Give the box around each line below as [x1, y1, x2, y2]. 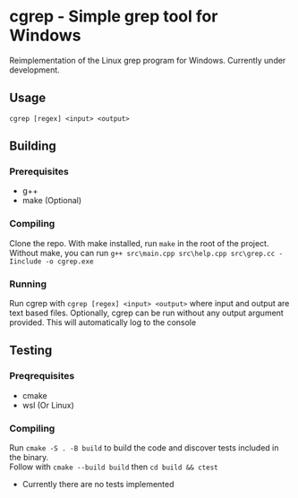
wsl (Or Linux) [21, 399, 74, 410]
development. [9, 64, 60, 75]
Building [9, 139, 56, 154]
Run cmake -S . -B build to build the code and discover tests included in [9, 442, 279, 453]
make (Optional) [21, 195, 82, 206]
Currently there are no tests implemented [21, 479, 175, 490]
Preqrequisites [9, 370, 75, 382]
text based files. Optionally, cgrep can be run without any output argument [9, 307, 284, 319]
